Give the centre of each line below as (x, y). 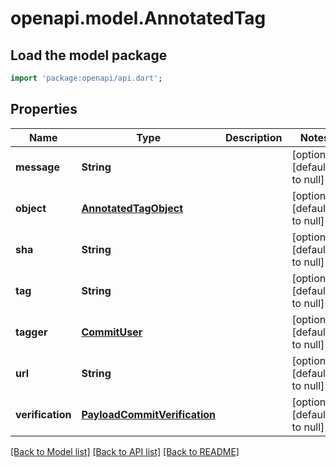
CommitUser (112, 332)
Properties (44, 109)
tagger (31, 332)
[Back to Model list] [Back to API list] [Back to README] (125, 451)
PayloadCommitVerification (149, 414)
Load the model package (89, 55)
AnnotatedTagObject (132, 208)
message (37, 167)
